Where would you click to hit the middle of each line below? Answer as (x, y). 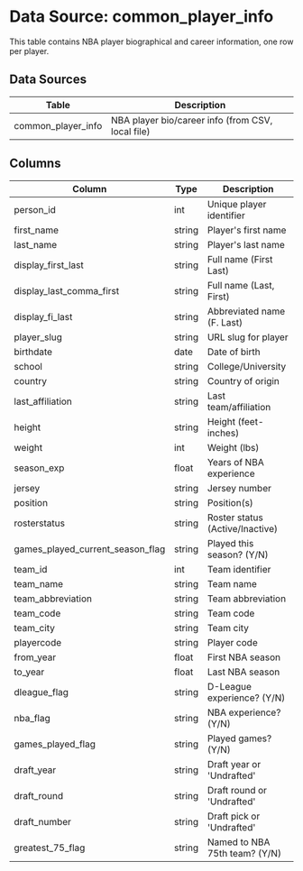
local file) (131, 131)
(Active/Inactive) (242, 528)
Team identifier (239, 569)
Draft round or (237, 790)
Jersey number (239, 488)
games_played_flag (55, 744)
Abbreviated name (246, 311)
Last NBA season (243, 672)
